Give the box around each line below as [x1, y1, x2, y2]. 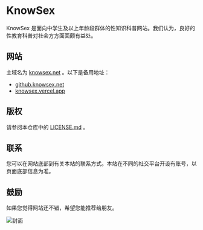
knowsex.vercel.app [14, 87, 65, 94]
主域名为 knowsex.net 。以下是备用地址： [6, 68, 110, 76]
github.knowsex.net [14, 80, 65, 88]
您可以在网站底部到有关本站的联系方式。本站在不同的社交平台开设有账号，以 [6, 160, 197, 167]
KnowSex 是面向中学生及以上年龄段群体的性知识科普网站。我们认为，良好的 [6, 24, 195, 31]
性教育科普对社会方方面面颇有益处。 [6, 31, 97, 39]
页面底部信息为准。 [6, 168, 54, 175]
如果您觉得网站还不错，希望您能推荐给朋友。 [6, 204, 118, 212]
